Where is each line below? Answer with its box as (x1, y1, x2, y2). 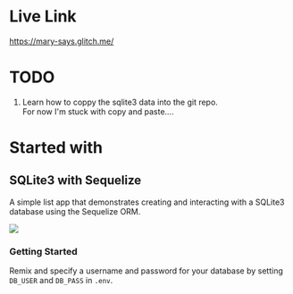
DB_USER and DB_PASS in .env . (9, 275, 113, 286)
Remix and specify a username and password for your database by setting (9, 265, 284, 276)
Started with (9, 138, 104, 158)
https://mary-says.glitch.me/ (9, 36, 114, 46)
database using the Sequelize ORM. (9, 206, 141, 216)
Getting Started (9, 245, 78, 257)
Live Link (9, 6, 78, 27)
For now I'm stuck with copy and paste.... (21, 105, 174, 117)
